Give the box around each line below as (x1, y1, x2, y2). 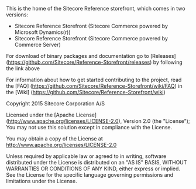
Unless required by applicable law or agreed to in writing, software (6, 153, 167, 160)
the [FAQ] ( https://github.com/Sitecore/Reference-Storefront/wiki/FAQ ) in (6, 83, 183, 90)
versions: (6, 11, 28, 18)
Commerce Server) (14, 41, 61, 48)
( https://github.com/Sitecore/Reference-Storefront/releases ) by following (6, 59, 183, 66)
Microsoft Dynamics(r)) (14, 29, 71, 36)
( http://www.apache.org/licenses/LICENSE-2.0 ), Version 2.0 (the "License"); (6, 118, 190, 125)
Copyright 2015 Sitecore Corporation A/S (6, 100, 105, 107)
